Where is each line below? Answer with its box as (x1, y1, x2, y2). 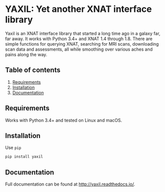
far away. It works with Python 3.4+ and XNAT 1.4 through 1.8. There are (5, 36, 153, 42)
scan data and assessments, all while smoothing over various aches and (5, 46, 153, 52)
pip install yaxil (5, 154, 43, 159)
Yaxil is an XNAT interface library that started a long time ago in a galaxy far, (5, 30, 161, 36)
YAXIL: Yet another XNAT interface (5, 3, 152, 15)
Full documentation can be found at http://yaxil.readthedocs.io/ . (5, 181, 135, 187)
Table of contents (5, 66, 60, 74)
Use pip (5, 145, 21, 151)
